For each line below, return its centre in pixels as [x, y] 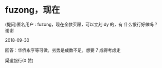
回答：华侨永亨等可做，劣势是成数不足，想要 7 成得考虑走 [63, 50]
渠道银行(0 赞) [19, 60]
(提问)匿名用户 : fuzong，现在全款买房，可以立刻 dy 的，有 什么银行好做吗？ [81, 24]
